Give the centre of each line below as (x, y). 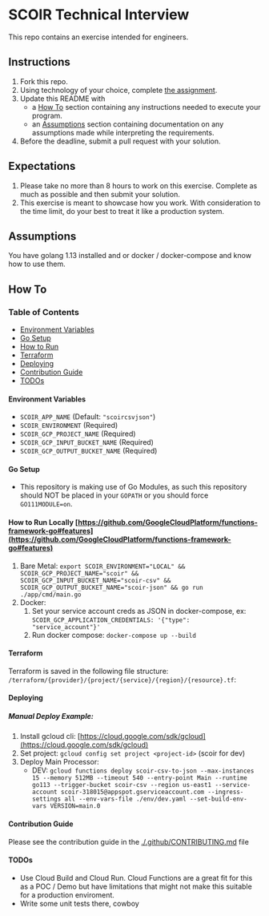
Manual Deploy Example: (51, 716)
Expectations (42, 166)
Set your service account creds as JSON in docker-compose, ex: (139, 611)
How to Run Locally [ (43, 523)
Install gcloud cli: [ (50, 736)
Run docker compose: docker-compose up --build (114, 635)
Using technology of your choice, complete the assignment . (118, 90)
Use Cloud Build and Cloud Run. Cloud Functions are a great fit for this (136, 878)
